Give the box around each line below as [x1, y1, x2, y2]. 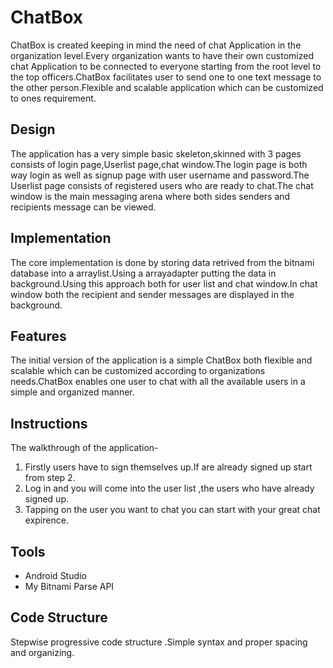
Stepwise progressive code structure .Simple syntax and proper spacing [10, 636, 308, 648]
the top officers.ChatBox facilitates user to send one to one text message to [10, 71, 322, 83]
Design [10, 121, 56, 138]
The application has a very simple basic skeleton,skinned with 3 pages [10, 147, 302, 160]
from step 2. [24, 472, 76, 484]
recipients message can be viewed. [10, 201, 157, 213]
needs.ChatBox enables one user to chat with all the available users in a [10, 376, 306, 388]
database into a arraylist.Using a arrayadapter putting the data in [10, 267, 277, 279]
